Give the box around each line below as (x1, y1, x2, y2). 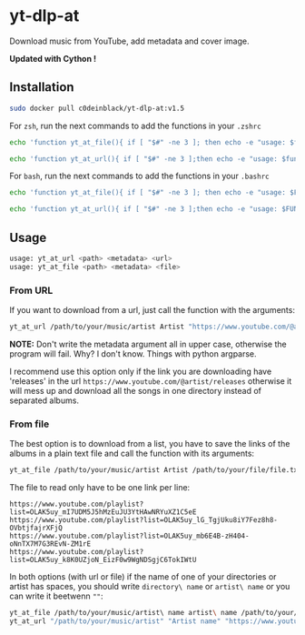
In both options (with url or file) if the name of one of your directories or (9, 571, 277, 582)
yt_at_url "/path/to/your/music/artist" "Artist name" (9, 616, 221, 626)
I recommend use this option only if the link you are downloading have (9, 366, 272, 377)
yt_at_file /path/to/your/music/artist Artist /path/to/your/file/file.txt (9, 466, 302, 475)
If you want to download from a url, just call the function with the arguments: (9, 304, 295, 315)
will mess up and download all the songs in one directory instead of (9, 385, 261, 396)
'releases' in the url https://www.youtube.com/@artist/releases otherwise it (9, 375, 292, 387)
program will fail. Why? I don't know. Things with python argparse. (9, 348, 257, 359)
